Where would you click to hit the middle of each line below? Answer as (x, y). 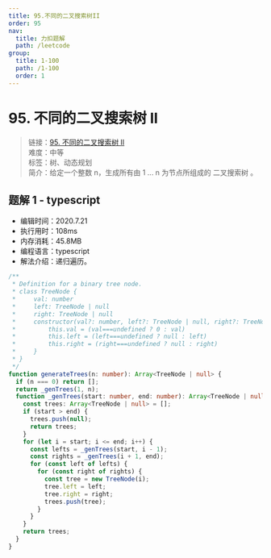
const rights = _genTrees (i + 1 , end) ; (96, 456)
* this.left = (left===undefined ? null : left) (109, 337)
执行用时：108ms (49, 231)
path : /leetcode (43, 46)
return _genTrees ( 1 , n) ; (57, 389)
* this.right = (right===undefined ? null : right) (115, 344)
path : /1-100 (38, 69)
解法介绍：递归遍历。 (55, 261)
